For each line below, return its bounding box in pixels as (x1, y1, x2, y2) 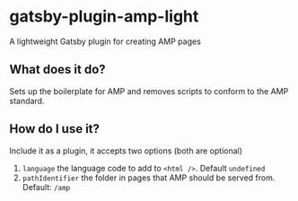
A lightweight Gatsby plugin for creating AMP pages (9, 36, 202, 47)
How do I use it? (9, 121, 101, 136)
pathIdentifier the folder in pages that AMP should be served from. (22, 172, 276, 183)
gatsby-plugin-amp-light (9, 6, 199, 27)
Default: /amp (22, 181, 70, 192)
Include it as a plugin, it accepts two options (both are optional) (9, 145, 243, 156)
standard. (9, 95, 45, 106)
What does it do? (9, 62, 106, 77)
